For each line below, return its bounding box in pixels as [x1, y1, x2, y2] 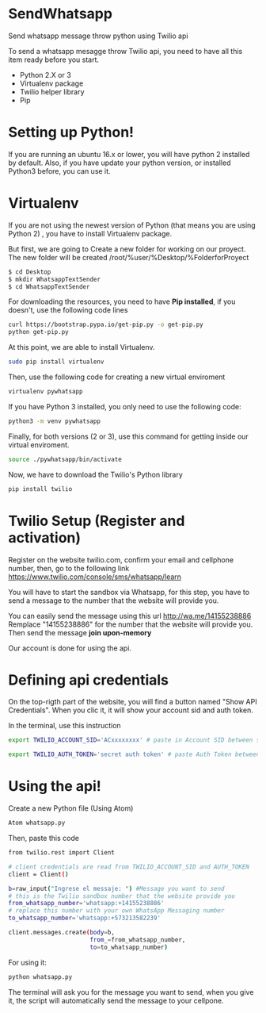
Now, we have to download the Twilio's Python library [8, 470, 184, 479]
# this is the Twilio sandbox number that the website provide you [8, 892, 236, 900]
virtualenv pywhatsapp [8, 388, 83, 396]
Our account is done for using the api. [8, 643, 132, 653]
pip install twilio [8, 485, 73, 493]
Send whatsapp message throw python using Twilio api [8, 31, 188, 40]
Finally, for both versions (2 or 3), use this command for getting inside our [8, 432, 249, 441]
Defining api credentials [8, 671, 169, 689]
